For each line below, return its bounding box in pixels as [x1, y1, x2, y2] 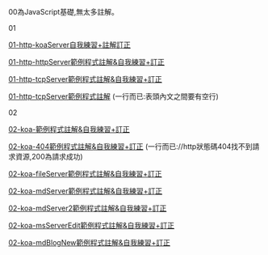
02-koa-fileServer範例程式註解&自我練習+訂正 [8, 169, 163, 178]
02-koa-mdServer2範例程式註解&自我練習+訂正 [8, 203, 167, 213]
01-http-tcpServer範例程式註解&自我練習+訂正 [8, 74, 163, 83]
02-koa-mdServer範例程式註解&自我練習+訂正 [8, 186, 163, 196]
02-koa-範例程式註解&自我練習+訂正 [8, 125, 131, 134]
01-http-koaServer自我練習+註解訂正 [8, 40, 132, 49]
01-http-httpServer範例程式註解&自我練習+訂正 [8, 57, 165, 66]
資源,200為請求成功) [15, 152, 83, 161]
